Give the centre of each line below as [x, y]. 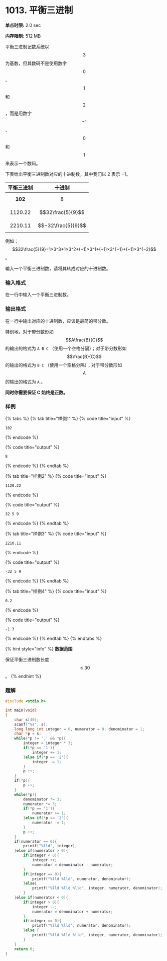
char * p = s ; [28, 734]
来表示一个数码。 [23, 163]
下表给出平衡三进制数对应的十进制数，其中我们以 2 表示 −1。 [68, 174]
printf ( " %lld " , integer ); [50, 846]
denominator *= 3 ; [42, 799]
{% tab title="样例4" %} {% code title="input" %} [56, 591]
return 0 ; [25, 949]
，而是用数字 [18, 113]
